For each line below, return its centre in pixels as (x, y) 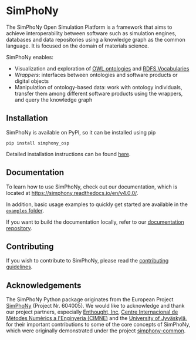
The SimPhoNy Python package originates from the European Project (90, 299)
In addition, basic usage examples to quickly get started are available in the (97, 204)
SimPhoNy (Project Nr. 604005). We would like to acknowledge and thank (95, 306)
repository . (19, 228)
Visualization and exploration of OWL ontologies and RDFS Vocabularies (102, 68)
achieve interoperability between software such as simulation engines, (91, 33)
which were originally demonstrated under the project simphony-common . (96, 331)
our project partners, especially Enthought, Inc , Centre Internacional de (92, 312)
